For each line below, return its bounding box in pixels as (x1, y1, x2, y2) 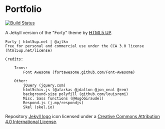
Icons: (14, 65, 28, 70)
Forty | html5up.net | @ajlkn (5, 39, 68, 44)
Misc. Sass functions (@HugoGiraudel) (23, 96, 104, 101)
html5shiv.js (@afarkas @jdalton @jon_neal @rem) (23, 87, 128, 92)
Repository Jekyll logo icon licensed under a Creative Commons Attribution (5, 113, 160, 119)
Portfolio (5, 3, 42, 15)
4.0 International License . (5, 119, 57, 125)
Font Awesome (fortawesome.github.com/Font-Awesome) (23, 70, 135, 75)
